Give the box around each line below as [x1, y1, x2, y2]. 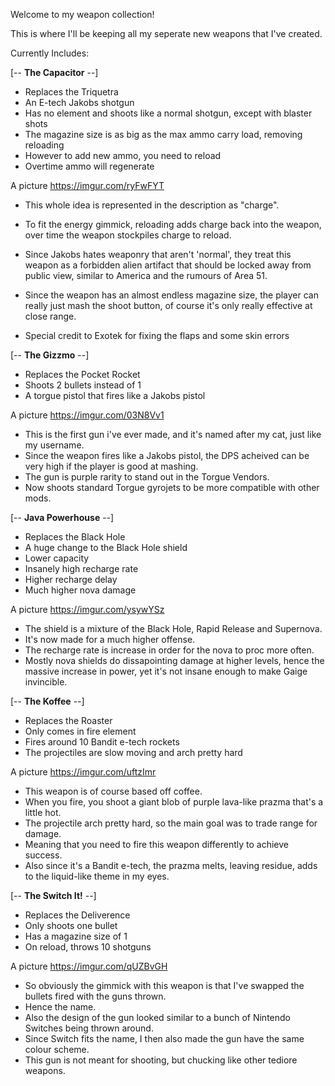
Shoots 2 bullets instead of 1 [24, 379, 142, 391]
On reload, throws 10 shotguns [24, 941, 152, 953]
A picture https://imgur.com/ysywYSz [10, 604, 165, 615]
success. [24, 849, 63, 861]
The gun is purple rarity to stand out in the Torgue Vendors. [24, 471, 270, 483]
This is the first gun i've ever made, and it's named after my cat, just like [24, 429, 322, 440]
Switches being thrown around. [24, 1022, 154, 1034]
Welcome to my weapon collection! [10, 9, 155, 20]
